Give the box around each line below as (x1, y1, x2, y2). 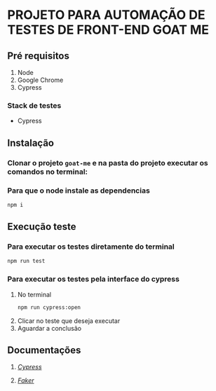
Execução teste (7, 221, 76, 233)
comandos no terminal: (7, 167, 88, 177)
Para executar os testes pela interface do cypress (7, 274, 180, 284)
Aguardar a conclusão (17, 324, 82, 332)
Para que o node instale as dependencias (7, 186, 151, 195)
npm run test (7, 258, 46, 265)
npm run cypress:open (17, 303, 81, 311)
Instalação (7, 137, 55, 149)
